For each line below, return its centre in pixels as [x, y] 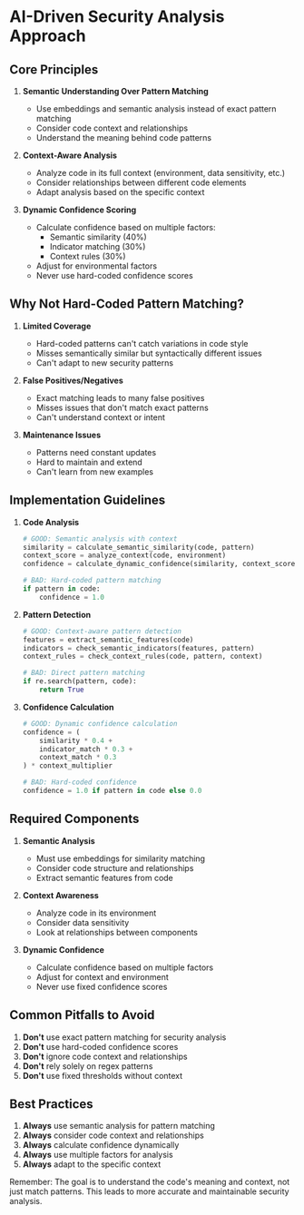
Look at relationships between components [117, 932]
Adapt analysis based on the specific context [120, 192]
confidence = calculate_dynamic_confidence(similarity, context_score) [161, 564]
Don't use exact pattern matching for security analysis [124, 1037]
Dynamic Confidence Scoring [79, 210]
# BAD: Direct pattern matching [83, 673]
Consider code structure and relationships [115, 867]
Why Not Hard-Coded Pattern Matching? [127, 304]
